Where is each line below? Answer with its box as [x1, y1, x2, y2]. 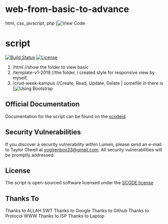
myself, [12, 74, 28, 81]
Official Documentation [5, 100, 80, 108]
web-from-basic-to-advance [5, 4, 129, 15]
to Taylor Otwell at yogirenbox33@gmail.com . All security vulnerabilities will [5, 147, 162, 153]
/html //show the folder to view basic [12, 64, 89, 70]
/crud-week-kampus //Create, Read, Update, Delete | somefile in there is [12, 80, 163, 86]
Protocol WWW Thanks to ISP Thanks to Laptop [5, 213, 105, 219]
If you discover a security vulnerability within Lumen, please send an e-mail [5, 141, 162, 147]
